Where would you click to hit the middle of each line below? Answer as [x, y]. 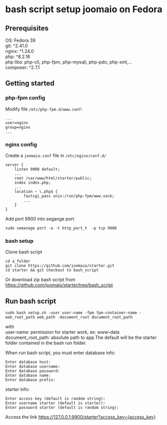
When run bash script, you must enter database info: [60, 353]
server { [14, 165]
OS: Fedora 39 [20, 40]
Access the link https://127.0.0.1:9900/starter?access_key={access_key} [80, 417]
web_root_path [20, 317]
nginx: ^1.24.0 [20, 51]
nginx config [21, 145]
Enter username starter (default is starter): [55, 403]
